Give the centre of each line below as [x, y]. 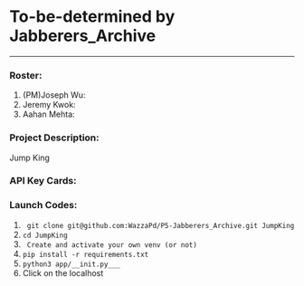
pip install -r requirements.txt [85, 254]
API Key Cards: [43, 181]
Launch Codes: [43, 205]
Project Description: [54, 138]
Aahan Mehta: [48, 114]
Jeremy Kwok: [49, 105]
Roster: [26, 75]
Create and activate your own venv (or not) [112, 245]
